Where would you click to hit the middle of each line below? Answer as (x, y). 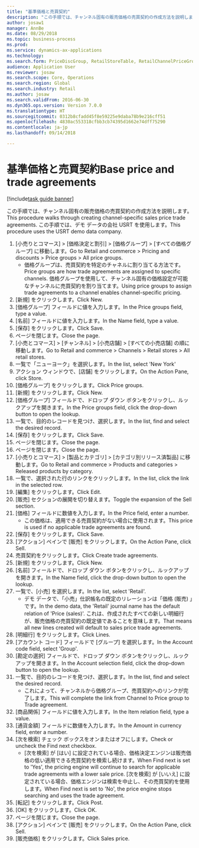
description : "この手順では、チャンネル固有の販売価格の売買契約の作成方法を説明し (98, 17)
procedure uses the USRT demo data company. (65, 231)
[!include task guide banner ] (40, 199)
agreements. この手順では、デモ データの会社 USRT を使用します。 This (94, 224)
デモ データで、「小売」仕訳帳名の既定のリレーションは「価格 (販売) (106, 598)
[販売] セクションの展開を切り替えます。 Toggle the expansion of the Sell (103, 499)
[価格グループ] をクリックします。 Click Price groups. (79, 385)
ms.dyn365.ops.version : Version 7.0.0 (54, 105)
